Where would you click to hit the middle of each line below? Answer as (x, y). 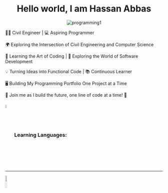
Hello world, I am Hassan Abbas (84, 9)
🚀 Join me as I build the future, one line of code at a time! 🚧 (66, 95)
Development (19, 61)
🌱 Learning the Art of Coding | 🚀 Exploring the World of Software (72, 56)
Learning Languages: (41, 135)
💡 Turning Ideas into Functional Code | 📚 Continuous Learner (69, 71)
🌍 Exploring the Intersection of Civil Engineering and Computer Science (79, 44)
